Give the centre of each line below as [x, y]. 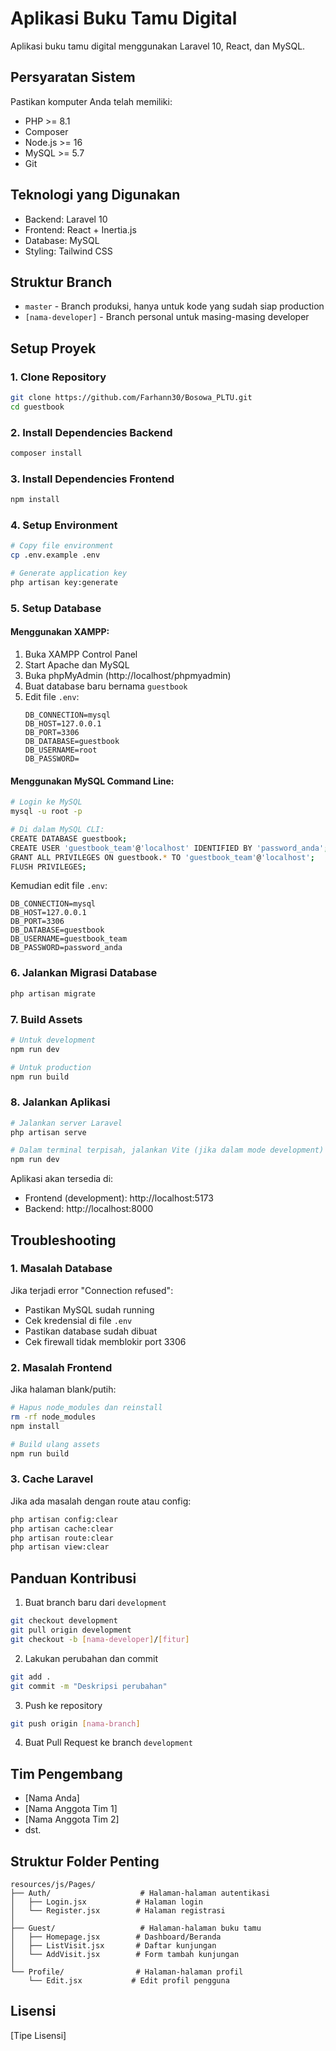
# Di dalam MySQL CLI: [57, 830]
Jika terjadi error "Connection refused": [92, 1290]
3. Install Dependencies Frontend [92, 479]
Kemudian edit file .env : [59, 886]
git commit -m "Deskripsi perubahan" [89, 1686]
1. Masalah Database [61, 1269]
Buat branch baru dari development [95, 1603]
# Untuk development [53, 1040]
